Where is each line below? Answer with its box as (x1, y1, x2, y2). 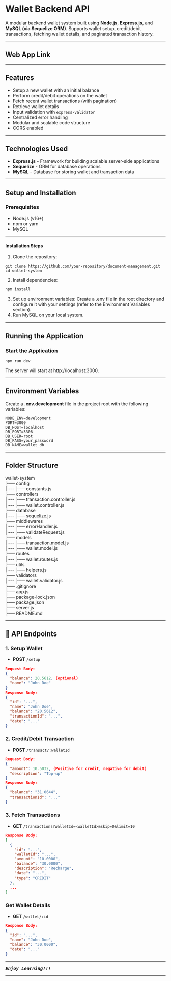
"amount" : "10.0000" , (14, 857, 60, 862)
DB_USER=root (5, 434, 33, 439)
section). (12, 307, 32, 313)
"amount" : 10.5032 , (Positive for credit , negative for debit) (10, 766, 147, 771)
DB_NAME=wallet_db (5, 442, 44, 447)
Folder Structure (5, 461, 59, 470)
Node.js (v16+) (12, 215, 44, 222)
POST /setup (12, 656, 40, 662)
